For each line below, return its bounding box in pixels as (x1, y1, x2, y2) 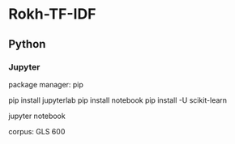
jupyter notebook (8, 111, 66, 121)
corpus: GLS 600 (8, 126, 66, 136)
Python (8, 37, 46, 51)
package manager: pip (8, 79, 83, 89)
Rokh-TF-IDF (8, 5, 96, 23)
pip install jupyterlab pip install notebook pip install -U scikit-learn (8, 95, 228, 105)
